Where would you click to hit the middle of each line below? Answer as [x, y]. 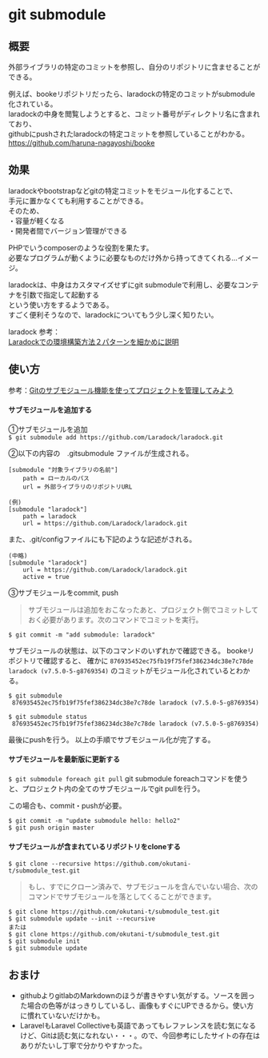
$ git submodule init [44, 941]
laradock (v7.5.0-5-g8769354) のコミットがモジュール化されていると [122, 670]
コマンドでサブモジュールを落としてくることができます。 [122, 896]
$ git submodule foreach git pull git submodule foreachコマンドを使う [128, 779]
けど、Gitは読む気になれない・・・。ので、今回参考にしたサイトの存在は [140, 1036]
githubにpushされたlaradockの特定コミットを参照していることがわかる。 [129, 134]
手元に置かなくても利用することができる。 [78, 201]
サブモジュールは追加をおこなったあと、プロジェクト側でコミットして [143, 609]
